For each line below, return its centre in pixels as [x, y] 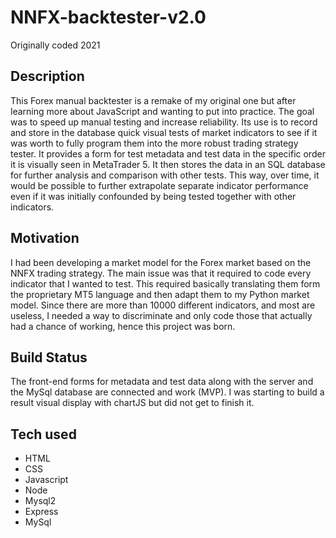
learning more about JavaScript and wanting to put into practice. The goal [162, 111]
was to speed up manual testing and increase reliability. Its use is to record [164, 122]
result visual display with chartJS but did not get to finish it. [132, 403]
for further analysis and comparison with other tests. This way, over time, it [165, 175]
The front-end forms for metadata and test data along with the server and [162, 382]
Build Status [49, 357]
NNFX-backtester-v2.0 [108, 17]
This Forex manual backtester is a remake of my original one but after [153, 100]
